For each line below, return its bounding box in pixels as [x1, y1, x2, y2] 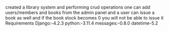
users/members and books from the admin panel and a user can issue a [5, 9, 155, 15]
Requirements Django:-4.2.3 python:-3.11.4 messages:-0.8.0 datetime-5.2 [5, 20, 158, 26]
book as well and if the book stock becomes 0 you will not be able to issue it [5, 15, 164, 20]
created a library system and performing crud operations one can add [5, 4, 150, 10]
